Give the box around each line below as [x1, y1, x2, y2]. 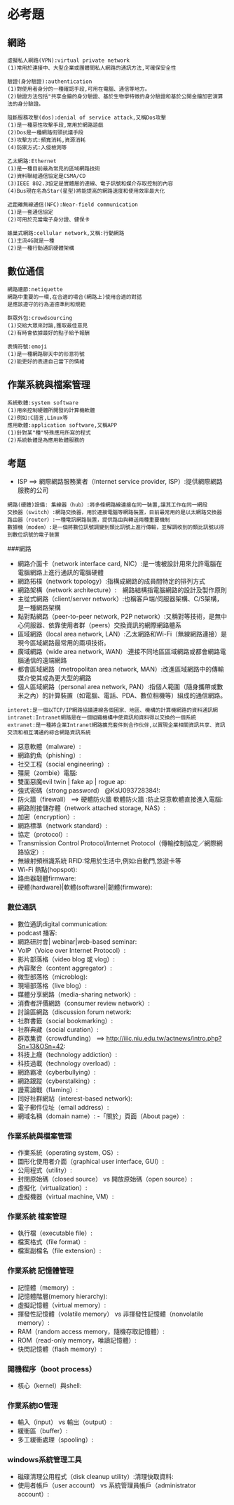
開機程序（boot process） [7, 1364, 97, 1373]
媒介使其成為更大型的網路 [17, 674, 92, 682]
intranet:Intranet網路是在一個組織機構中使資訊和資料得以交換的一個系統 [7, 715, 196, 722]
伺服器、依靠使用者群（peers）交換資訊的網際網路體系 [23, 621, 182, 629]
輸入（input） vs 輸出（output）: [17, 1418, 112, 1426]
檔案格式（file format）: [17, 1238, 86, 1246]
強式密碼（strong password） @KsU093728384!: [17, 786, 160, 795]
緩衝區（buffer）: [17, 1427, 68, 1435]
